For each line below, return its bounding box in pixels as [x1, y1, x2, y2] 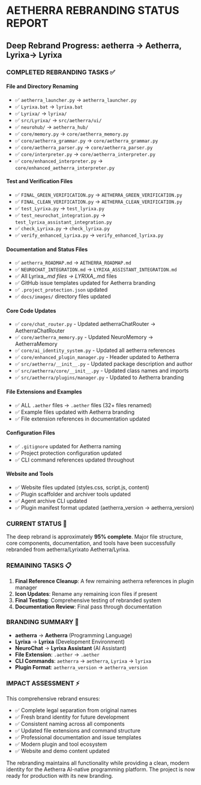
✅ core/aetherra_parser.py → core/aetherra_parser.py [14, 143, 153, 151]
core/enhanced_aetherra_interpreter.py [14, 165, 115, 171]
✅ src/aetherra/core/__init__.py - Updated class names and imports [14, 367, 189, 374]
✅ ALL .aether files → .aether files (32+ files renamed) [14, 401, 152, 408]
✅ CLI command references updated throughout [14, 456, 135, 463]
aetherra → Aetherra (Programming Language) [14, 631, 133, 639]
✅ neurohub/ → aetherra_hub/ [14, 123, 89, 130]
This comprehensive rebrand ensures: [6, 695, 101, 702]
